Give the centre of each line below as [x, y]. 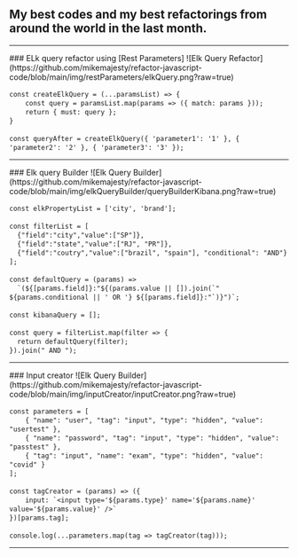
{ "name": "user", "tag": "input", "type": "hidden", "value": [145, 420]
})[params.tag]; [39, 518]
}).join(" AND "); [43, 350]
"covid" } [27, 465]
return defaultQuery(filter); [73, 341]
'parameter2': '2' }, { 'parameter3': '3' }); [97, 147]
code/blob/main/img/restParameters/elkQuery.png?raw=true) [122, 77]
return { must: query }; [71, 112]
